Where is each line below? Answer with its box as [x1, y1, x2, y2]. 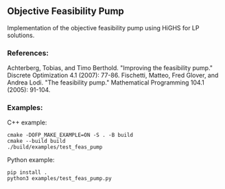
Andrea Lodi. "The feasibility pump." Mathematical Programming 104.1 [7, 78, 204, 87]
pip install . [7, 169, 48, 176]
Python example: [7, 156, 55, 164]
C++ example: [7, 118, 47, 126]
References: [7, 48, 49, 58]
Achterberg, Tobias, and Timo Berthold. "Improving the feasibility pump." [7, 64, 213, 72]
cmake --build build [7, 137, 67, 145]
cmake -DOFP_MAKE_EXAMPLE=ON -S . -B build [7, 132, 134, 139]
